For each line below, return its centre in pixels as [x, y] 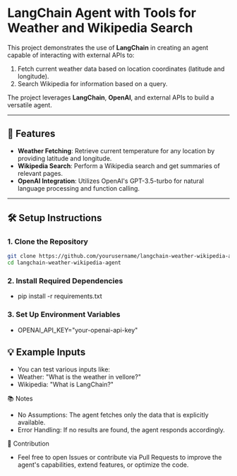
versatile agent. [30, 105]
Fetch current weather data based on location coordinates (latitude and [121, 69]
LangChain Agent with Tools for [102, 13]
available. [31, 422]
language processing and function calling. [78, 188]
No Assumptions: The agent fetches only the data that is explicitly [113, 415]
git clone [22, 256]
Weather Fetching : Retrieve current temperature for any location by [116, 150]
